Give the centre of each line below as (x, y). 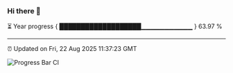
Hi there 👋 (24, 11)
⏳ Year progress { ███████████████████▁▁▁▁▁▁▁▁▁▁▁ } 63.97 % (115, 26)
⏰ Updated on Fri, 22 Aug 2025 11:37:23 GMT (72, 49)
